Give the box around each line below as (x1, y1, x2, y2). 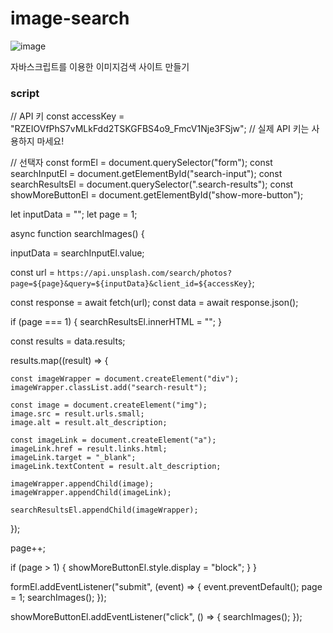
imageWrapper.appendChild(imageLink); (10, 488, 172, 498)
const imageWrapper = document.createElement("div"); (10, 374, 240, 384)
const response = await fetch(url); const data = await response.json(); (10, 297, 299, 309)
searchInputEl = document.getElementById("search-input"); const (10, 168, 283, 180)
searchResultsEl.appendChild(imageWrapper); (10, 505, 199, 516)
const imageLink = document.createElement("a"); (10, 435, 217, 446)
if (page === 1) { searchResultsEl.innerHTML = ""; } (10, 316, 222, 328)
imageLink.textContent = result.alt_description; (10, 462, 222, 472)
